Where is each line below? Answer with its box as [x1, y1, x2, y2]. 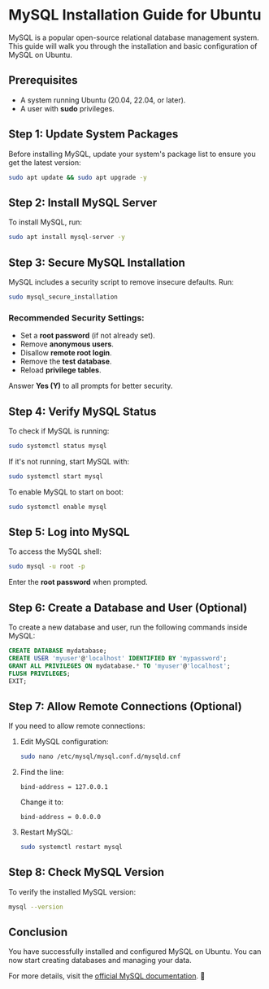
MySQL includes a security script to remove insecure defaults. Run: [8, 277, 234, 286]
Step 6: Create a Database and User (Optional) [8, 600, 248, 615]
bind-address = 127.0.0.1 [20, 783, 108, 791]
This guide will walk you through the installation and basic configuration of [8, 41, 258, 50]
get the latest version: [8, 157, 81, 168]
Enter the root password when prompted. [8, 577, 148, 587]
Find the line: [20, 767, 64, 778]
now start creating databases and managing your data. [8, 956, 193, 965]
